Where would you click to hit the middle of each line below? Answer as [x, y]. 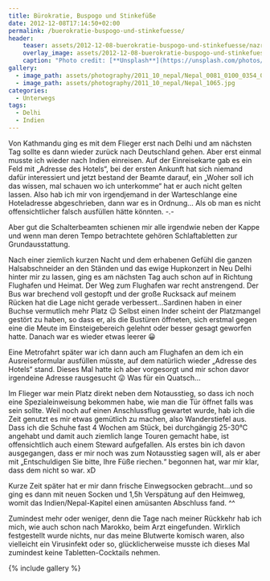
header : [21, 38]
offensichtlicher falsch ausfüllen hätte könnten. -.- [91, 211]
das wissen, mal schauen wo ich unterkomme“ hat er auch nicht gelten [125, 186]
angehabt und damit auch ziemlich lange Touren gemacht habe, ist [119, 436]
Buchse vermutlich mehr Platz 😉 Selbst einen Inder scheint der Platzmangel [135, 311]
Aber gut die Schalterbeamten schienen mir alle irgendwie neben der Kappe [134, 227]
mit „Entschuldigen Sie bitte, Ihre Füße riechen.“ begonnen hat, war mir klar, [134, 461]
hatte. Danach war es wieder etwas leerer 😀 [82, 336]
